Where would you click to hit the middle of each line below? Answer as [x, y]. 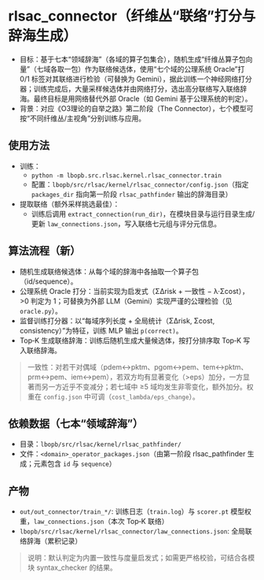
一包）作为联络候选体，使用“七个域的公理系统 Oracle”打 [154, 69]
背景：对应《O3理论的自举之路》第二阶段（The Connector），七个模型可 [136, 108]
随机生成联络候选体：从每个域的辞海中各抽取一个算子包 [109, 271]
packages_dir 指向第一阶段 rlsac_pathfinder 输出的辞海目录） [132, 194]
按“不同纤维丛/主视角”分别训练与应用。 [82, 118]
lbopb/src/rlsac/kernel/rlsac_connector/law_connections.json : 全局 [132, 531]
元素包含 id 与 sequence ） [75, 464]
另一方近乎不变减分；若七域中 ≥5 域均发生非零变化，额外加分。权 [147, 386]
